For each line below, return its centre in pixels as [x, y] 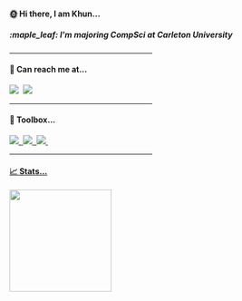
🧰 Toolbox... [33, 120]
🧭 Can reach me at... [48, 70]
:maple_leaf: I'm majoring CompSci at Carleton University [121, 35]
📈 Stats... [29, 171]
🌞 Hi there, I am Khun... [55, 14]
